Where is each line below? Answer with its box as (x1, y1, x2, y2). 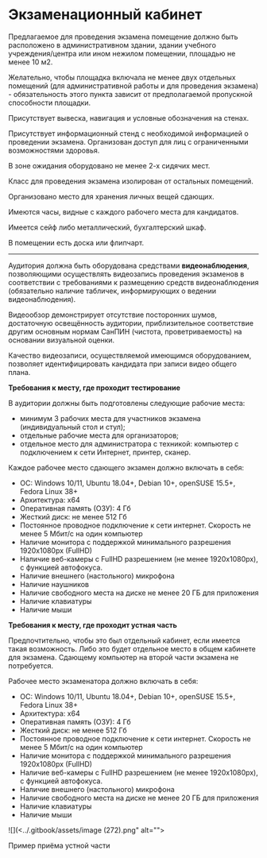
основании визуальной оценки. (8, 335, 115, 345)
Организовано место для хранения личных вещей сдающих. (8, 191, 215, 201)
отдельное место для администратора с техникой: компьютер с (19, 439, 239, 448)
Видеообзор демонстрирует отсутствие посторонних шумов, (8, 310, 217, 319)
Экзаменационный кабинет (8, 6, 203, 24)
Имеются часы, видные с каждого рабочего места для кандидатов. (8, 207, 239, 216)
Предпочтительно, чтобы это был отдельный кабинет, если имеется (8, 636, 241, 645)
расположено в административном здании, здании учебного (8, 40, 217, 49)
